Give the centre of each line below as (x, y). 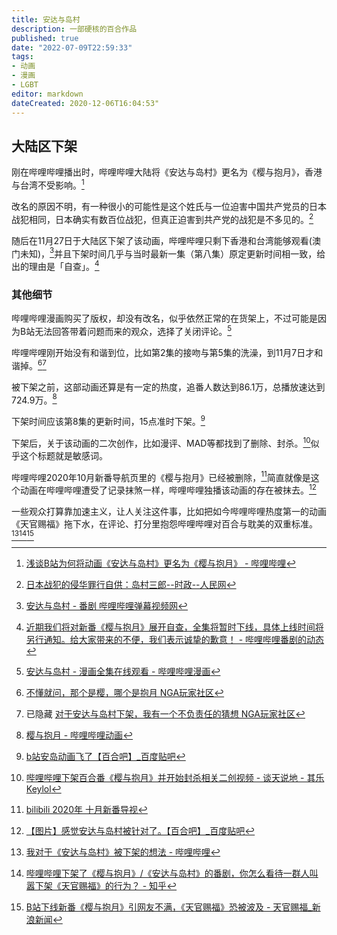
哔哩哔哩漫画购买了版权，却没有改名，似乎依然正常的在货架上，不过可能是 (164, 318)
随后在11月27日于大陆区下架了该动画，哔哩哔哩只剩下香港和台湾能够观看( (162, 240)
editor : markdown (47, 94)
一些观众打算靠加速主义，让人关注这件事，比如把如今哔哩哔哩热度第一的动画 (169, 511)
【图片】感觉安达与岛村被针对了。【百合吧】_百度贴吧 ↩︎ (140, 830)
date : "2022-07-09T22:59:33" (72, 47)
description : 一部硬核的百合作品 (74, 29)
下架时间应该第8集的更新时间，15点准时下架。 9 (108, 420)
